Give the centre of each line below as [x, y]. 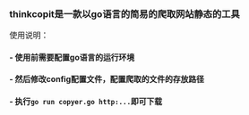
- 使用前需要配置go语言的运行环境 [72, 57]
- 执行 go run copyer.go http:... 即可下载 [86, 102]
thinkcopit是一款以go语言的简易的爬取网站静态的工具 [124, 13]
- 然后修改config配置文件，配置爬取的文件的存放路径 [107, 79]
